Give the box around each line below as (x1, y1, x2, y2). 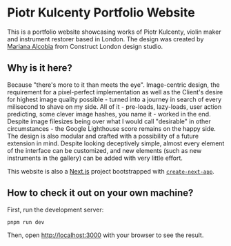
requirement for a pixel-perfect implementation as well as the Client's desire (7, 88, 223, 96)
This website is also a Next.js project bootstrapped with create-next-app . (7, 167, 215, 175)
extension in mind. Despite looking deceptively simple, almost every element (7, 139, 225, 147)
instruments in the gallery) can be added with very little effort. (7, 154, 183, 162)
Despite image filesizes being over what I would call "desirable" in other (7, 117, 212, 125)
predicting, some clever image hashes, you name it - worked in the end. (7, 110, 212, 118)
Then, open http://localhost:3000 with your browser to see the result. (7, 231, 204, 239)
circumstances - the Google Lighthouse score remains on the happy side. (7, 124, 216, 132)
